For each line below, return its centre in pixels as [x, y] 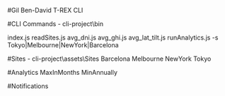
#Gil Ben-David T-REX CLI [45, 10]
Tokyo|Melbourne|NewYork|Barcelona [63, 45]
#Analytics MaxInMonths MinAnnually [63, 72]
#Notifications [28, 86]
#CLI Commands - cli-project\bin [56, 24]
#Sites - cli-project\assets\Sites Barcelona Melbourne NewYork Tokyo [109, 59]
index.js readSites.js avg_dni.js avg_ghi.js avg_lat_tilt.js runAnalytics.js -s [113, 37]
